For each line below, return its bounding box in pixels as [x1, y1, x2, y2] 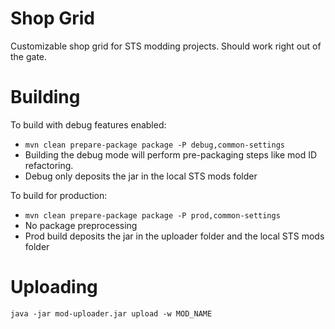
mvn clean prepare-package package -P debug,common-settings [24, 140, 286, 150]
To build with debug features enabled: [10, 118, 167, 131]
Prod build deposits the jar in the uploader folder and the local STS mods [24, 230, 325, 242]
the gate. [10, 50, 48, 62]
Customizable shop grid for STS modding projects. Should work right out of [10, 40, 322, 52]
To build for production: [10, 189, 108, 201]
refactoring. [24, 159, 74, 171]
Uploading [10, 276, 98, 299]
